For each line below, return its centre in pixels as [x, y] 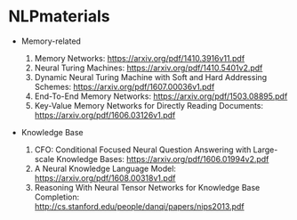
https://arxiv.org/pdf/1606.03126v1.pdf [105, 115]
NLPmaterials [59, 16]
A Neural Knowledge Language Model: [105, 168]
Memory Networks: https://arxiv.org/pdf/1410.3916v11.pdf [140, 58]
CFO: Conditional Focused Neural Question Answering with [143, 150]
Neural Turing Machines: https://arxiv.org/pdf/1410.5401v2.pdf [148, 68]
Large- [265, 150]
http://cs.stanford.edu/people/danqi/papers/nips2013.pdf [140, 206]
